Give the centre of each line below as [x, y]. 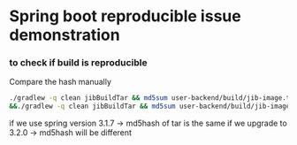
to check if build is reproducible [78, 63]
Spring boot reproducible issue [125, 16]
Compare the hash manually [61, 82]
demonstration [65, 35]
